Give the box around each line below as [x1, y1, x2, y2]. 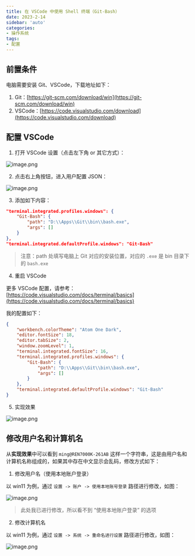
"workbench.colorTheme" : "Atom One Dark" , [16, 327, 122, 333]
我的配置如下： [6, 309, 42, 317]
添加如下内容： [14, 196, 51, 204]
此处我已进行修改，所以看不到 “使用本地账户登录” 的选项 [20, 506, 157, 513]
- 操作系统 [6, 30, 29, 36]
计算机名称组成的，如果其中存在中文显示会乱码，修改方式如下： [6, 457, 160, 465]
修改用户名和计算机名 [6, 433, 83, 443]
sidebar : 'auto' [6, 19, 46, 25]
